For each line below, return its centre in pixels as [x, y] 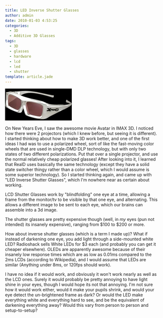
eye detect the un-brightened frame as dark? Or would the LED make [74, 295]
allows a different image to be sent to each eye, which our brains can [74, 205]
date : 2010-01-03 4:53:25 [31, 20]
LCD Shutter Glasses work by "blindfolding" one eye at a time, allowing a [78, 194]
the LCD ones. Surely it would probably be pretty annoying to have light [76, 279]
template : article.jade [29, 77]
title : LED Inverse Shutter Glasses [42, 10]
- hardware [20, 56]
